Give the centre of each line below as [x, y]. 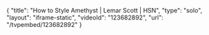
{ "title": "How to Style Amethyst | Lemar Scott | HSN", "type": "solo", [104, 10]
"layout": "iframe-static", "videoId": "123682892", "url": [85, 17]
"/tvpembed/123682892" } [44, 25]
